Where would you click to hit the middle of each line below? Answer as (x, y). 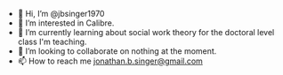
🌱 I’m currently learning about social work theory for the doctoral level (146, 32)
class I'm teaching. (52, 41)
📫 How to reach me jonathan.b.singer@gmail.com (110, 61)
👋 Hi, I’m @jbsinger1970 (61, 14)
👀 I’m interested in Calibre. (66, 23)
